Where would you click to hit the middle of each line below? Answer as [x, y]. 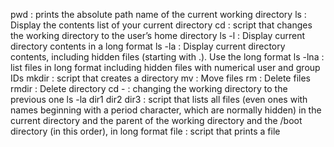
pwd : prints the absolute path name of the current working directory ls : [158, 14]
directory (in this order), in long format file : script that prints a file [145, 131]
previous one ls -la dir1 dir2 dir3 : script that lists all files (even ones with [159, 99]
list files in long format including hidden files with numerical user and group [165, 67]
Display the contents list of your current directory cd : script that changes [161, 25]
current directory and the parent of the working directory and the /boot [156, 120]
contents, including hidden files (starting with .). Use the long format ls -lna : [167, 57]
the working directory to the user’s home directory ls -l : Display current [158, 35]
